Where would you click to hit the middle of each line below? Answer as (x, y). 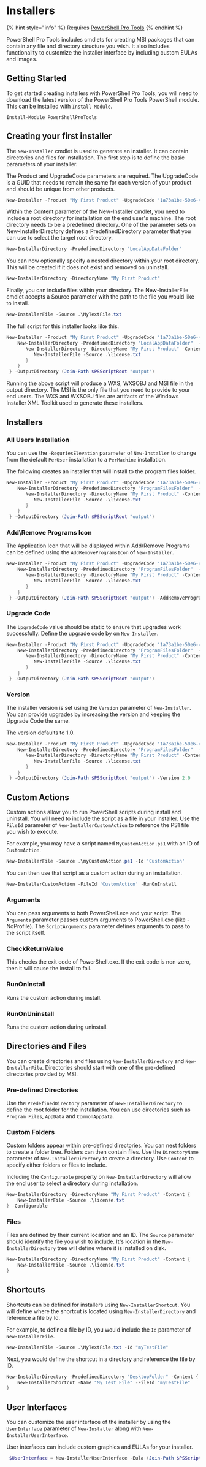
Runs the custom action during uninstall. (57, 1027)
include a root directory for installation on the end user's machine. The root (101, 218)
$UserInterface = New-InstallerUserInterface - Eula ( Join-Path (91, 1458)
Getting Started (36, 78)
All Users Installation (38, 440)
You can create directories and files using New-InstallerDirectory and (95, 1061)
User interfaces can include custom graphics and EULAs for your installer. (100, 1447)
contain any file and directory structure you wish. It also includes (88, 46)
